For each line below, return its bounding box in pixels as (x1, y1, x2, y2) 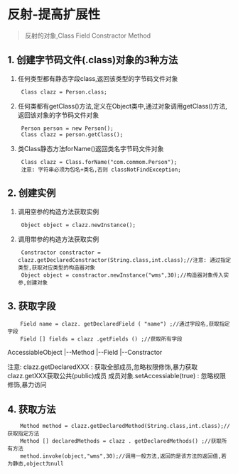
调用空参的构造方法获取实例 (17, 207, 99, 216)
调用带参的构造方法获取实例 (17, 235, 99, 243)
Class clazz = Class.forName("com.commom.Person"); (21, 158, 178, 165)
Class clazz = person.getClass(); (21, 131, 124, 138)
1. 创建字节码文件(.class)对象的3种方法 (7, 54, 178, 66)
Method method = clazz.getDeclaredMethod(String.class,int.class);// (20, 423, 231, 430)
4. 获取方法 (7, 403, 56, 415)
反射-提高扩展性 (7, 6, 101, 23)
